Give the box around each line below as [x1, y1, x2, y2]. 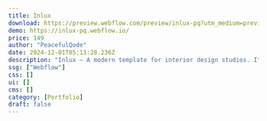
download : [8, 19, 41, 27]
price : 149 [8, 33, 44, 42]
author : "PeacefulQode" [8, 41, 87, 49]
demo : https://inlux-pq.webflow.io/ [8, 26, 130, 34]
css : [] [8, 71, 34, 79]
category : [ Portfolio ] [8, 93, 83, 101]
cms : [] [8, 85, 34, 94]
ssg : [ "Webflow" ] [8, 64, 66, 72]
